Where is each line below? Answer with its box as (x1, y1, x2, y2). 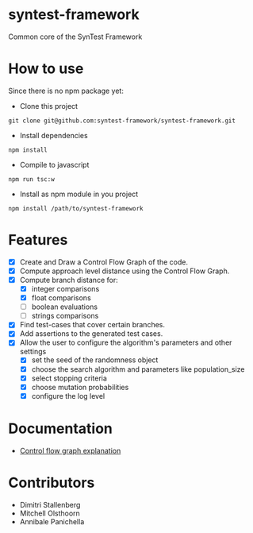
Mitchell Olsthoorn (19, 508, 81, 518)
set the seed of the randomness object (31, 355, 159, 365)
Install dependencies (19, 130, 89, 140)
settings (19, 347, 47, 357)
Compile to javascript (19, 160, 90, 169)
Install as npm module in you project (19, 189, 139, 199)
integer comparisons (31, 284, 100, 293)
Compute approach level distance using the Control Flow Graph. (19, 266, 230, 276)
